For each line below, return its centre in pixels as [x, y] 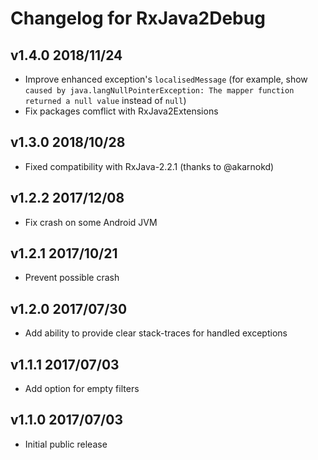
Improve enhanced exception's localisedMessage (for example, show [166, 79]
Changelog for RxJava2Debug [138, 18]
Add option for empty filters [82, 389]
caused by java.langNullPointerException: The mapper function [159, 91]
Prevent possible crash [72, 278]
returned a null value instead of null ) [105, 100]
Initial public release [66, 444]
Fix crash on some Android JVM [91, 222]
